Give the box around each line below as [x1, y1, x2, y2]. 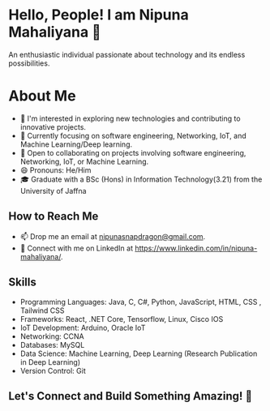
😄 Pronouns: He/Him [19, 165, 92, 175]
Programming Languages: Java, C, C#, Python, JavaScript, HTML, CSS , [19, 297, 262, 306]
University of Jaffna [19, 186, 87, 195]
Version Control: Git [19, 366, 87, 375]
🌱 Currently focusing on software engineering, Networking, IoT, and [19, 131, 247, 140]
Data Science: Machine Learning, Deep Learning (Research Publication [19, 349, 258, 358]
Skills [8, 276, 36, 289]
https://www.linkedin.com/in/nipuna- [135, 243, 258, 253]
